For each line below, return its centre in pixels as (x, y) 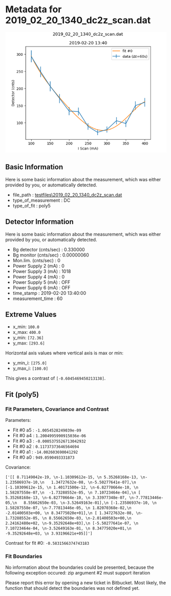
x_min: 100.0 (26, 327)
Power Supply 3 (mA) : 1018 (42, 271)
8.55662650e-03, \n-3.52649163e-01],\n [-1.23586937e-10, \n (90, 503)
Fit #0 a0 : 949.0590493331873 (44, 457)
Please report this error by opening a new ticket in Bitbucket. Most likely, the (86, 583)
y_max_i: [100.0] (30, 368)
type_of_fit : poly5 (32, 205)
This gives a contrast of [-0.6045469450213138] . (56, 378)
